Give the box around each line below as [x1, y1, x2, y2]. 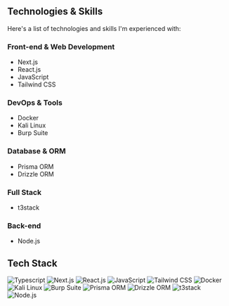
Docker [17, 114, 39, 122]
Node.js [17, 237, 41, 246]
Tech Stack [7, 257, 58, 269]
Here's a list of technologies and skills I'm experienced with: [7, 24, 181, 32]
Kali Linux [17, 121, 46, 129]
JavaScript [17, 73, 49, 82]
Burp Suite [17, 129, 48, 137]
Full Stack [7, 187, 42, 197]
